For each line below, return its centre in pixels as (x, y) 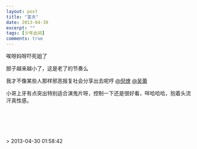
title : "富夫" (23, 17)
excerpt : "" (21, 28)
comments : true (25, 39)
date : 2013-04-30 (27, 22)
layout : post (22, 11)
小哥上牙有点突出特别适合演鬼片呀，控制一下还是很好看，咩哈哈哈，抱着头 (96, 93)
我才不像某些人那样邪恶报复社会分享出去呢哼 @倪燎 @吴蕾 (77, 81)
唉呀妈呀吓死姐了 (27, 56)
